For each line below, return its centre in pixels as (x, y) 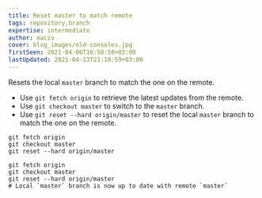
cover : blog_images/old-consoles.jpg (70, 45)
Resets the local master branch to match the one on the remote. (112, 82)
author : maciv (32, 38)
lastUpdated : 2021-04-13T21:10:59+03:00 (76, 60)
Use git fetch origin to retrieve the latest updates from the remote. (131, 97)
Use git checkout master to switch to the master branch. (112, 106)
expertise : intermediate (49, 30)
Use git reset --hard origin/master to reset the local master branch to (137, 114)
